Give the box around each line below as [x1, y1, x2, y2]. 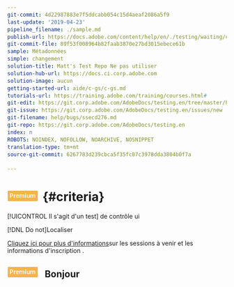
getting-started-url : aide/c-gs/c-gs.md [7, 84, 127, 92]
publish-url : [7, 33, 45, 40]
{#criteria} [42, 189, 105, 205]
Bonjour [44, 268, 80, 280]
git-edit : [7, 100, 36, 107]
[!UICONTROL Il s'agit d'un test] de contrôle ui [7, 212, 140, 221]
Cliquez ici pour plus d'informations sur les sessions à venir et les [7, 239, 194, 247]
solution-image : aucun [7, 77, 73, 84]
